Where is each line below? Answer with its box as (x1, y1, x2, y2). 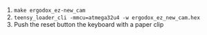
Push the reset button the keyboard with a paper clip (13, 21, 164, 28)
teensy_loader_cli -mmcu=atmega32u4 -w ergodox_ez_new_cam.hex (13, 14, 201, 21)
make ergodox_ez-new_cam (13, 7, 86, 14)
